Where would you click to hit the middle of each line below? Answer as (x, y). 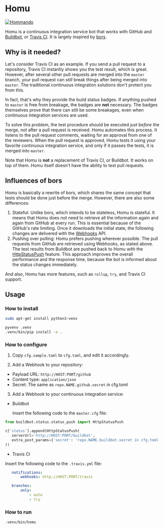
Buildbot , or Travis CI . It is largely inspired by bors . (56, 37)
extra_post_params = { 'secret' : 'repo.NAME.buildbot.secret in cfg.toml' (86, 440)
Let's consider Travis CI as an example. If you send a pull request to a (75, 64)
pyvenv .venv (18, 328)
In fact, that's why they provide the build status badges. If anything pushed (81, 99)
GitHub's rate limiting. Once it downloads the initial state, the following (83, 228)
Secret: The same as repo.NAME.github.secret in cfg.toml (70, 385)
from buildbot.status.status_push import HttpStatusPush (64, 422)
